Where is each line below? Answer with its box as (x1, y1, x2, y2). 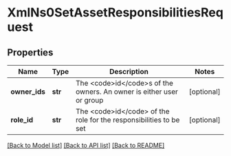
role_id (10, 115, 34, 125)
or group (75, 96, 104, 105)
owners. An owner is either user (75, 87, 179, 96)
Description (109, 67, 149, 76)
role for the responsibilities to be (75, 115, 180, 125)
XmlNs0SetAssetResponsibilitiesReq (7, 5, 223, 21)
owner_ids (10, 87, 46, 96)
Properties (7, 47, 54, 58)
